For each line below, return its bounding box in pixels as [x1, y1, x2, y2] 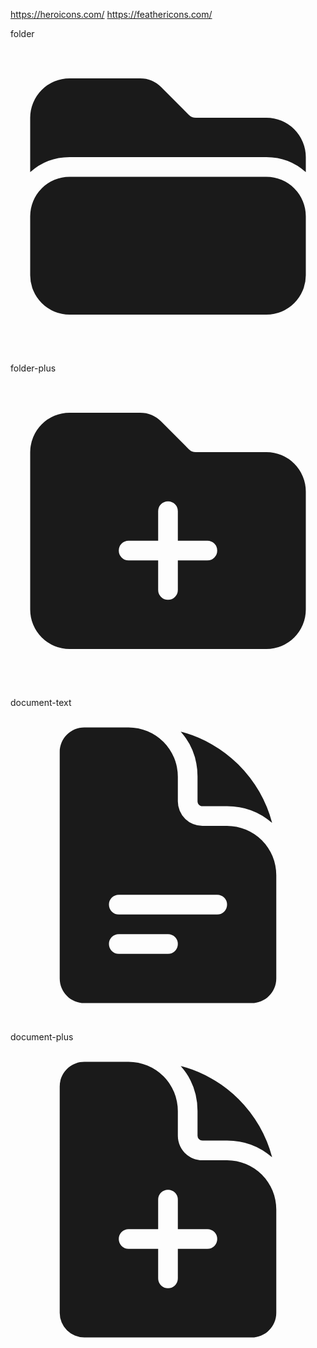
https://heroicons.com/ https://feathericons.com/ [10, 9, 213, 20]
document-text [10, 697, 72, 708]
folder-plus [10, 362, 57, 374]
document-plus [10, 1031, 74, 1043]
